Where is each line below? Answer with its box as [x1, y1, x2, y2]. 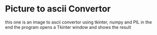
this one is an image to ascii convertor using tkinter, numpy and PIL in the [5, 19, 152, 25]
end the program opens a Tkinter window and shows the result [5, 24, 132, 30]
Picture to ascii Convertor [5, 3, 111, 14]
